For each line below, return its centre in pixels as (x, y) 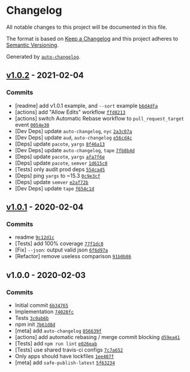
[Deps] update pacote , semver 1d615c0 (61, 163)
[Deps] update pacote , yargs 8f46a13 (60, 144)
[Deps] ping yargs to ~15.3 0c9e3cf (58, 176)
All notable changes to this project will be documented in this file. (87, 27)
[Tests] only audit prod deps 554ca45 (60, 169)
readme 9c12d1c (35, 237)
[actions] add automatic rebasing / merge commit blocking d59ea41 (97, 337)
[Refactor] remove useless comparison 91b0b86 (73, 256)
